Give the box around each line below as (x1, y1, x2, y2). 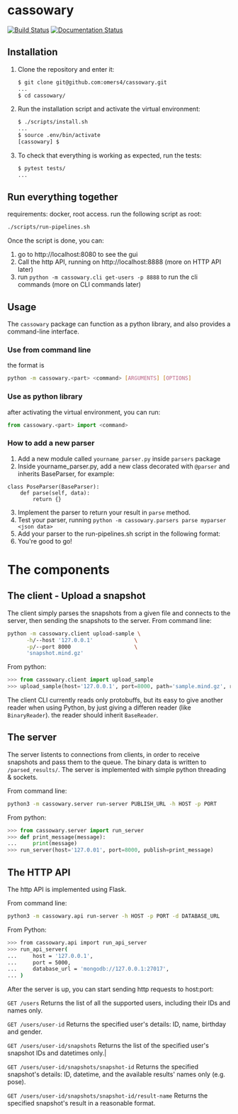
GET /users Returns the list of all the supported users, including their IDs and (7, 999, 231, 1008)
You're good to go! (17, 536, 72, 545)
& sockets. (7, 773, 38, 781)
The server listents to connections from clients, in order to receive (7, 750, 200, 759)
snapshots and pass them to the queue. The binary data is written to (7, 758, 207, 766)
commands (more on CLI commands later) (17, 280, 142, 289)
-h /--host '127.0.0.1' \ (25, 636, 138, 644)
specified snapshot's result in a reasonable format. (7, 1099, 156, 1108)
